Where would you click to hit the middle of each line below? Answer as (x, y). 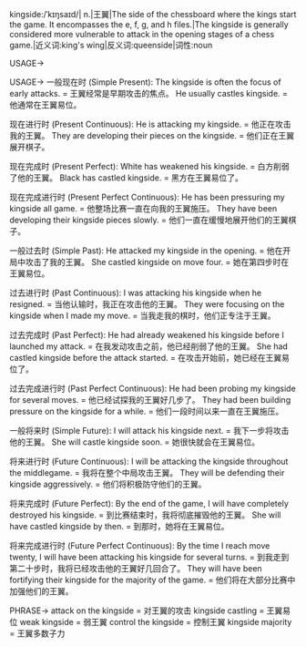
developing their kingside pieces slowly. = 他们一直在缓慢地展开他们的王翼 (149, 220)
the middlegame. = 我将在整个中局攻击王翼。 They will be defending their (147, 472)
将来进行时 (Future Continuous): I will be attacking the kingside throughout (149, 461)
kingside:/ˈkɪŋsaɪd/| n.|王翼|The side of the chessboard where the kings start (153, 14)
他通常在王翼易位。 (46, 105)
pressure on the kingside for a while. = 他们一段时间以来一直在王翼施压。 (147, 411)
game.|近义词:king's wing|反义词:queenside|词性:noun (111, 45)
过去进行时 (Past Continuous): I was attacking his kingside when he (136, 293)
